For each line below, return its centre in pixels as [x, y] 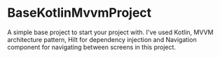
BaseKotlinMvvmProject [80, 13]
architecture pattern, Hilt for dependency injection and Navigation [102, 39]
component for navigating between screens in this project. [92, 47]
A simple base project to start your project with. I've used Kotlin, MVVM [110, 32]
